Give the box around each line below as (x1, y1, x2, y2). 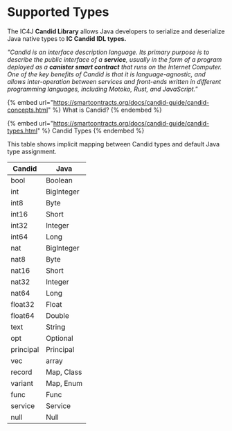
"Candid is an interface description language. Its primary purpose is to (7, 48, 210, 56)
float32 (10, 299, 35, 309)
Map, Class (46, 367, 82, 377)
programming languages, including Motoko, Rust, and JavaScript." (7, 85, 199, 93)
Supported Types (7, 4, 109, 20)
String (46, 322, 66, 332)
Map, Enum (46, 378, 83, 388)
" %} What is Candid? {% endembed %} (47, 105, 163, 114)
